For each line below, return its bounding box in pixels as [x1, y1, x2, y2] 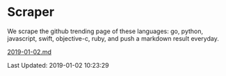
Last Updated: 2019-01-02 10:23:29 [7, 61, 109, 69]
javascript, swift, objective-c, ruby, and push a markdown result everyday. [7, 34, 219, 42]
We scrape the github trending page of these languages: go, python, [7, 27, 204, 35]
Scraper [7, 4, 54, 20]
